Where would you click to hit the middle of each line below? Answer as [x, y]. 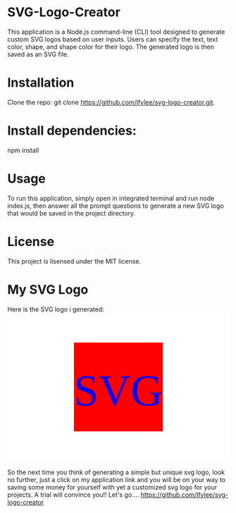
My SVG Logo [48, 289]
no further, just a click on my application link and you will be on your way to [117, 479]
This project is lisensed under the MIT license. [74, 261]
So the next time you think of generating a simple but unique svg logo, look [116, 472]
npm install [23, 150]
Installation [41, 83]
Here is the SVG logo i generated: [56, 309]
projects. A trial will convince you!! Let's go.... [73, 495]
